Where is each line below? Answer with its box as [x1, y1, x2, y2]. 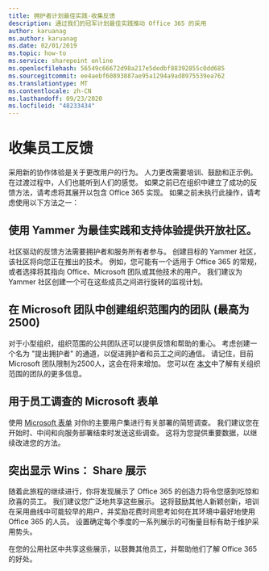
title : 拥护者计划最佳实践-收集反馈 [8, 11, 115, 20]
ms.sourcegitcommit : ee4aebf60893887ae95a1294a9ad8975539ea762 [8, 72, 226, 80]
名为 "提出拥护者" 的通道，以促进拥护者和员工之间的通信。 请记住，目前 [14, 348, 254, 358]
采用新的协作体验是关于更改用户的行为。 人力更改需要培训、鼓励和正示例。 [8, 167, 258, 178]
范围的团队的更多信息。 [8, 368, 86, 378]
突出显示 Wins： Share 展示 [8, 464, 147, 477]
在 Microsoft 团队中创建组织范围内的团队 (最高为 [8, 303, 250, 317]
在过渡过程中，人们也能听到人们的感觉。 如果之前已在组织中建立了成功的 [8, 178, 250, 187]
